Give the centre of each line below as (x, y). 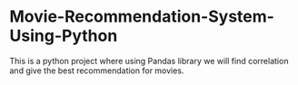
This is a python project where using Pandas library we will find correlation (149, 61)
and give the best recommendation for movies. (97, 71)
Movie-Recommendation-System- (142, 17)
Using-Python (64, 36)
